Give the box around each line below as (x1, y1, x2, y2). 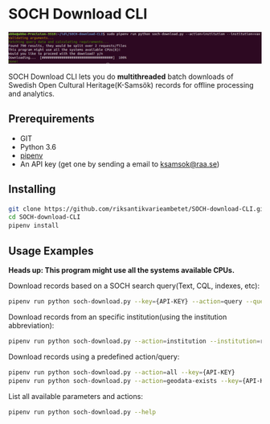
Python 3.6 (19, 142, 56, 151)
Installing (8, 183, 56, 196)
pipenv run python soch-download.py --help (8, 408, 157, 416)
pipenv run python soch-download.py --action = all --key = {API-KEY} (8, 368, 235, 377)
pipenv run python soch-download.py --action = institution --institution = (8, 337, 261, 345)
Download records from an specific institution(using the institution (8, 311, 227, 322)
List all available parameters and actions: (8, 391, 143, 401)
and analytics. (8, 89, 55, 98)
